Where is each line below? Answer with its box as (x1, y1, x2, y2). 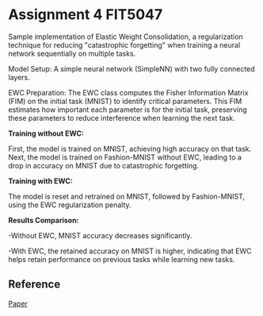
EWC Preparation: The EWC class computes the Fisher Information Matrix (8, 87, 249, 97)
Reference (8, 278, 61, 291)
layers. (8, 72, 30, 82)
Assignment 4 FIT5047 (8, 6, 163, 24)
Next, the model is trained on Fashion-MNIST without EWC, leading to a (8, 152, 242, 162)
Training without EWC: (8, 129, 85, 138)
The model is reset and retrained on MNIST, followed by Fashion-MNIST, (8, 191, 246, 201)
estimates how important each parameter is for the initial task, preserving (8, 105, 247, 114)
